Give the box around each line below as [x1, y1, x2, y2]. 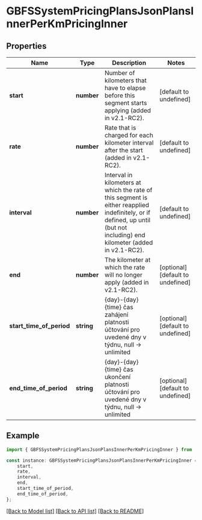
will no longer [104, 271, 143, 279]
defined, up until [104, 216, 151, 224]
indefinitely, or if [104, 208, 150, 217]
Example [6, 431, 40, 441]
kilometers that [104, 76, 147, 85]
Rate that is [104, 124, 136, 132]
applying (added [104, 106, 151, 115]
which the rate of [104, 186, 153, 194]
